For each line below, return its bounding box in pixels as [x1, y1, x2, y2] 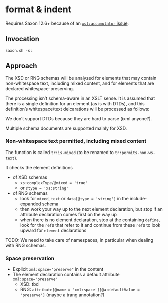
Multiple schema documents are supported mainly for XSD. [5, 125, 127, 131]
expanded [20, 201, 41, 207]
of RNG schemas [12, 190, 48, 196]
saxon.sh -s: [5, 48, 33, 53]
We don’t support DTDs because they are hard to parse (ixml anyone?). [5, 115, 152, 121]
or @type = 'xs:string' [20, 185, 69, 191]
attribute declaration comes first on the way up [20, 211, 117, 217]
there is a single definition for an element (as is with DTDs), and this [5, 100, 145, 106]
